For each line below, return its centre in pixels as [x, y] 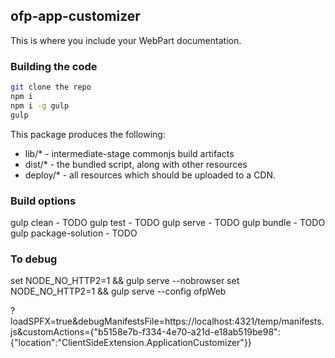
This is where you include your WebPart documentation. [126, 40]
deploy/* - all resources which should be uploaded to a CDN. [150, 175]
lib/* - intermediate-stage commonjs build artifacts [129, 153]
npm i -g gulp [40, 105]
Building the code [54, 66]
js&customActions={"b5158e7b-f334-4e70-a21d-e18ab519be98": [145, 332]
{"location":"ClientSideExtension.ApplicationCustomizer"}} [131, 343]
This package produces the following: [88, 134]
